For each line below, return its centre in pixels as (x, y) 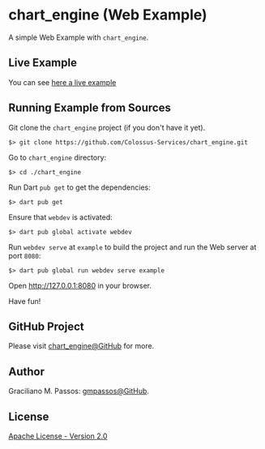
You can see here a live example (62, 82)
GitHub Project (46, 326)
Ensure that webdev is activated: (61, 217)
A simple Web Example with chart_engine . (79, 37)
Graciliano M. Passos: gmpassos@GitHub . (79, 391)
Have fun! (25, 301)
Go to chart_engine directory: (58, 157)
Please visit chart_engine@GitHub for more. (81, 346)
